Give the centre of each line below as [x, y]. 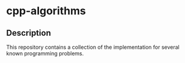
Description [29, 33]
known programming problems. [45, 53]
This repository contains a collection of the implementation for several [93, 47]
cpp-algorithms [46, 11]
